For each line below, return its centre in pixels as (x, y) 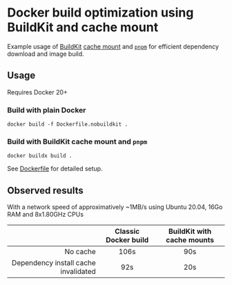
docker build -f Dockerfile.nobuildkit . (68, 125)
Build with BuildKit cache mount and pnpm (77, 141)
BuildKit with (190, 231)
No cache (80, 252)
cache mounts (190, 240)
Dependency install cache (54, 263)
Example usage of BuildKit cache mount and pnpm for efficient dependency (113, 46)
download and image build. (46, 54)
